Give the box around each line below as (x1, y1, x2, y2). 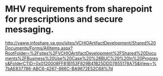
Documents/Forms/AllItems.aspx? (5, 45, 73, 51)
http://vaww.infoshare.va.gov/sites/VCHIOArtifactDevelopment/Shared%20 (5, 40, 156, 46)
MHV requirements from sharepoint (5, 3, 153, 15)
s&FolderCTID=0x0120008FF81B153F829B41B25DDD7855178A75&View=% (5, 61, 157, 66)
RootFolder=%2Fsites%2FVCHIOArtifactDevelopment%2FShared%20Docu (5, 50, 157, 56)
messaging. (5, 24, 54, 35)
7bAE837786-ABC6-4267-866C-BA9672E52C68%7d (5, 65, 113, 71)
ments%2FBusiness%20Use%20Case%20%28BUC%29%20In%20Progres (5, 55, 159, 61)
